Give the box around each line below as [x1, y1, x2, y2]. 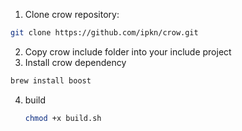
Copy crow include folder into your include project [24, 45, 232, 58]
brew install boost [10, 75, 92, 86]
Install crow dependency [24, 56, 127, 68]
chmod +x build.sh [24, 113, 102, 123]
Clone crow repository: [24, 9, 120, 20]
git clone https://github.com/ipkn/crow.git [10, 28, 199, 38]
